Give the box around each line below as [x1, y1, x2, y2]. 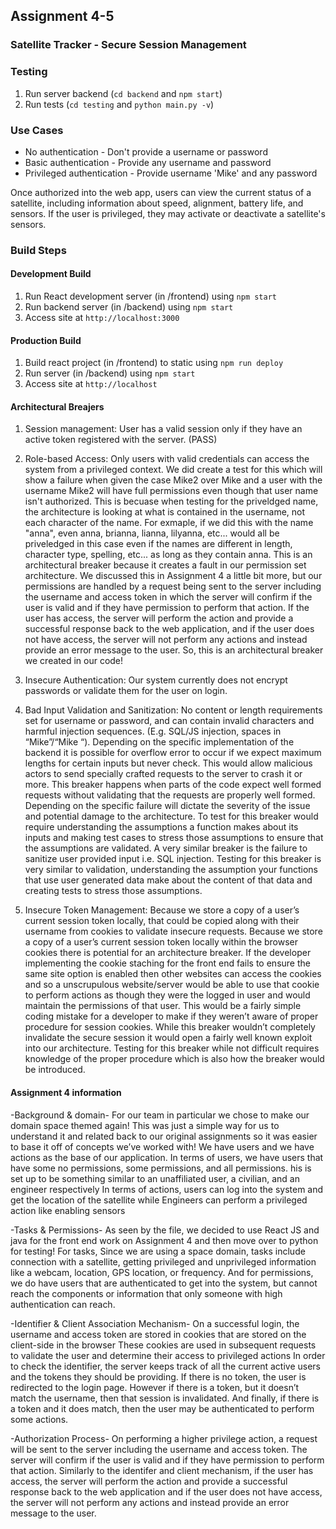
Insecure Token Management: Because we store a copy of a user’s [24, 904, 300, 916]
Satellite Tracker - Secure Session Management [10, 38, 247, 52]
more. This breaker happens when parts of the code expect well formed [24, 779, 322, 791]
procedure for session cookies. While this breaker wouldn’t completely [24, 1021, 316, 1033]
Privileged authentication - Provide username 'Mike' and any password [24, 167, 318, 179]
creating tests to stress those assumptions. [24, 885, 203, 897]
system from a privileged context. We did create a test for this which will [24, 464, 323, 476]
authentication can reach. [10, 1298, 116, 1310]
